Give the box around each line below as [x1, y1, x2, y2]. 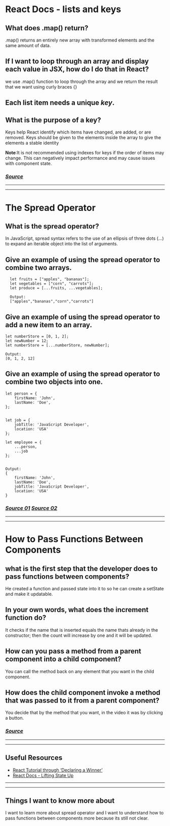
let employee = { [5, 440, 42, 445]
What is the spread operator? [5, 222, 100, 231]
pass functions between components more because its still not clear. [5, 815, 149, 821]
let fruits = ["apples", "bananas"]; [10, 277, 90, 282]
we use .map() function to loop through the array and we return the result [5, 78, 158, 84]
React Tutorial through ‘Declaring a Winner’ [12, 767, 103, 773]
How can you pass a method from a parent [5, 647, 142, 656]
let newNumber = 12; [5, 338, 49, 343]
